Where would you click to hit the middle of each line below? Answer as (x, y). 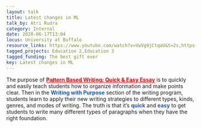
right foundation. (27, 118)
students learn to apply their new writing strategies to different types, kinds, (100, 99)
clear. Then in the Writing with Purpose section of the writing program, (95, 92)
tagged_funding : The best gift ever (52, 57)
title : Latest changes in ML (43, 18)
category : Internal (31, 29)
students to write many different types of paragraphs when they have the (97, 112)
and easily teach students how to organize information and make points (95, 86)
